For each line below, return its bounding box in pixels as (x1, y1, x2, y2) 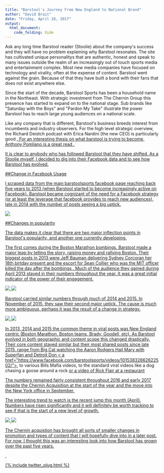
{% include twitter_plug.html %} (5, 462, 70, 468)
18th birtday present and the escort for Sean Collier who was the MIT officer (5, 260, 159, 266)
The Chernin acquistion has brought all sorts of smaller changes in (5, 427, 140, 433)
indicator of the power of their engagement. (5, 276, 94, 281)
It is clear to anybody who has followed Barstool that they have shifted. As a (5, 151, 159, 157)
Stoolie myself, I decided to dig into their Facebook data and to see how (5, 156, 150, 162)
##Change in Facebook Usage (5, 171, 67, 176)
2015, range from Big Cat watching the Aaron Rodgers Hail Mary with (5, 347, 145, 352)
